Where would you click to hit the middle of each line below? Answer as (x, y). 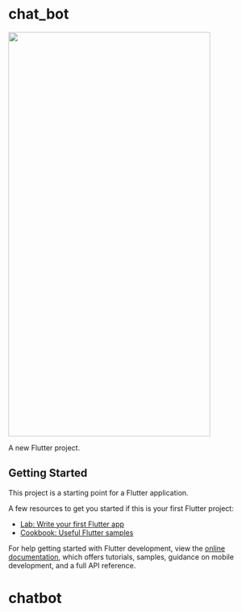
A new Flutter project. (44, 447)
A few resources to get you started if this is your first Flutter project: (121, 508)
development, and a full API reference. (72, 565)
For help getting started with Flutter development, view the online (117, 548)
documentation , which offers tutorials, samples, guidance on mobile (121, 557)
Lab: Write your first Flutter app (72, 524)
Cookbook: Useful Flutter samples (77, 532)
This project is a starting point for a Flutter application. (98, 492)
